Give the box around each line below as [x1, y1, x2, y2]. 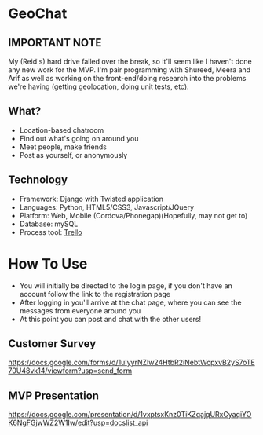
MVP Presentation [8, 389, 100, 402]
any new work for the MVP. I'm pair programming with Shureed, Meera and [8, 65, 251, 75]
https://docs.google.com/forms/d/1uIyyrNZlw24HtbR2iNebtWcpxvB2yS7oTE [8, 358, 255, 367]
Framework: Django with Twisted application [19, 194, 163, 203]
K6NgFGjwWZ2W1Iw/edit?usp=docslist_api [8, 418, 148, 428]
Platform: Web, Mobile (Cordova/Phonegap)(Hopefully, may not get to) [19, 210, 248, 220]
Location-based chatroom [19, 125, 104, 134]
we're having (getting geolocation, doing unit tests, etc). [8, 82, 190, 91]
